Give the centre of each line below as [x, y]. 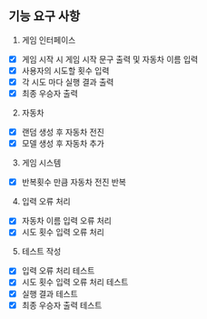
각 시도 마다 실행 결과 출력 [68, 82]
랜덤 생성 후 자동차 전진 [63, 132]
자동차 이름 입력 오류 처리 [67, 221]
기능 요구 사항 [44, 16]
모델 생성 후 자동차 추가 [63, 144]
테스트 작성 [41, 252]
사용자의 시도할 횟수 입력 [65, 70]
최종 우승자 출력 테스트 [62, 305]
